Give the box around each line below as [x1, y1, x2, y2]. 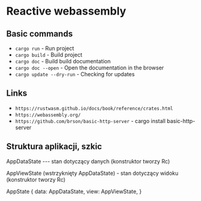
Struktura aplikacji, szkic [6, 141, 102, 152]
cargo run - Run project [15, 44, 75, 52]
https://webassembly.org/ [15, 111, 81, 118]
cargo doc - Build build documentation [15, 58, 111, 65]
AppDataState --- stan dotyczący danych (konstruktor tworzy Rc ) [6, 157, 170, 165]
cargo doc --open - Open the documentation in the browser [15, 64, 164, 71]
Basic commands [6, 29, 73, 39]
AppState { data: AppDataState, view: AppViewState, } [6, 188, 142, 195]
